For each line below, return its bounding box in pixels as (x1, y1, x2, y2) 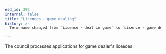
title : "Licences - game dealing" (5, 16, 77, 21)
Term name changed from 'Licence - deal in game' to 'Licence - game (9, 26, 156, 30)
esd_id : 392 (5, 7, 30, 12)
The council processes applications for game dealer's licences (5, 43, 133, 49)
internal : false (5, 12, 39, 17)
